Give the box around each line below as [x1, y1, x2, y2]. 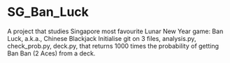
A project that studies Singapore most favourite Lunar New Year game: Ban [7, 27, 224, 35]
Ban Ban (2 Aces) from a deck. [7, 49, 96, 57]
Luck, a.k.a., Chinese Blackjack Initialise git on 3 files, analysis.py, [7, 34, 196, 42]
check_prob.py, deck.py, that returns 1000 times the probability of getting [7, 42, 219, 50]
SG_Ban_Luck [7, 4, 89, 20]
